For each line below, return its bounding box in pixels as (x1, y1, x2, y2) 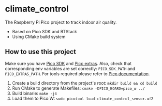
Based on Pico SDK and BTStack (12, 28, 77, 34)
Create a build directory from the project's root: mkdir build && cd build (12, 80, 158, 86)
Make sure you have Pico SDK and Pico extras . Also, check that (5, 60, 132, 66)
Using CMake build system (12, 34, 66, 40)
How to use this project (5, 48, 76, 56)
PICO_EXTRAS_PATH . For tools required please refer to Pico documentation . (5, 71, 150, 77)
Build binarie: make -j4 (12, 90, 57, 96)
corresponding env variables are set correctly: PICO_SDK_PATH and (5, 66, 135, 71)
